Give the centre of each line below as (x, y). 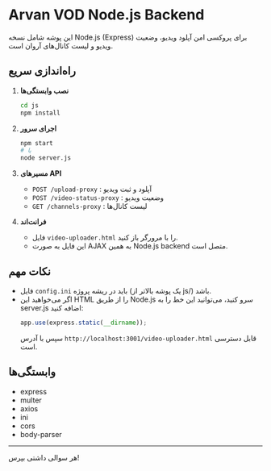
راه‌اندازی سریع (42, 71)
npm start (37, 143)
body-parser (41, 434)
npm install (40, 113)
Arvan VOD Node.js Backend (106, 15)
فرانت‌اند (33, 222)
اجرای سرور (38, 128)
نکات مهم (29, 271)
